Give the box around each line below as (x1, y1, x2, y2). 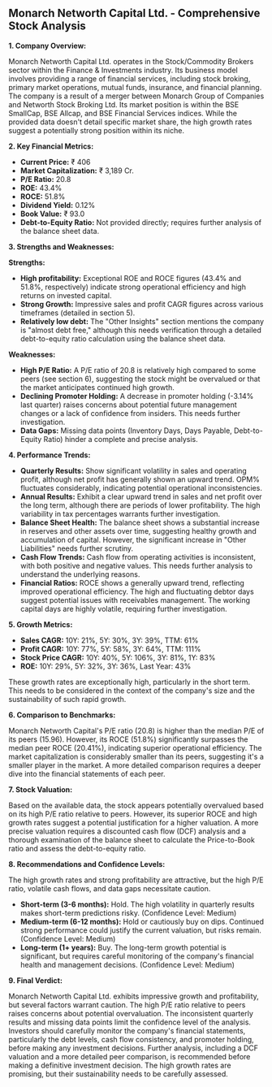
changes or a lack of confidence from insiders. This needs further (19, 408, 241, 418)
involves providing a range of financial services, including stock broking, (8, 73, 251, 84)
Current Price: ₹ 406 (19, 157, 91, 167)
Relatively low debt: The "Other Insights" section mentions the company (19, 316, 265, 326)
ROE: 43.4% (19, 183, 63, 193)
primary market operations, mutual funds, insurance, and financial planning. (8, 82, 262, 92)
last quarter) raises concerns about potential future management (19, 400, 237, 409)
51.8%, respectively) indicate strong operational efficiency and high (19, 282, 246, 292)
